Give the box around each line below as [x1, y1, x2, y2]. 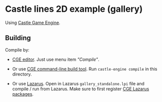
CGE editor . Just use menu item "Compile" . [12, 56, 100, 62]
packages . [12, 91, 34, 97]
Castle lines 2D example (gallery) [5, 3, 143, 15]
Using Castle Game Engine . [5, 20, 60, 25]
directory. [12, 71, 32, 77]
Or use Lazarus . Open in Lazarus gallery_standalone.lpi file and [12, 80, 145, 86]
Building [5, 34, 31, 42]
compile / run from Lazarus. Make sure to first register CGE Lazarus [12, 86, 149, 92]
